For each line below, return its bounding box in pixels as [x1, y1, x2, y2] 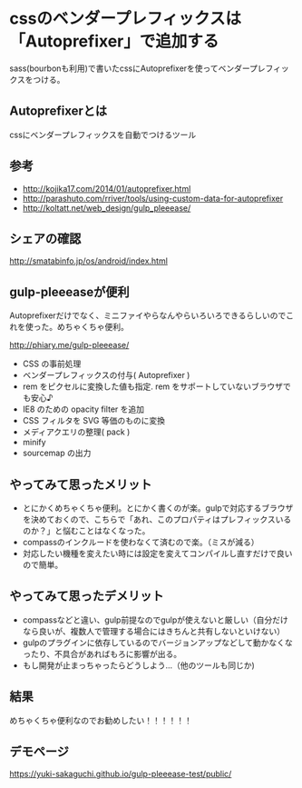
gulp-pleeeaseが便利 [9, 284, 130, 300]
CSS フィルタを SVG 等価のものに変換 [22, 415, 166, 426]
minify [22, 437, 47, 448]
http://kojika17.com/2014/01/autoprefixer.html [22, 183, 191, 194]
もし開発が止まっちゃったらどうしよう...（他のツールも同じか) [22, 660, 256, 671]
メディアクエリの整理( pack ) [22, 426, 131, 437]
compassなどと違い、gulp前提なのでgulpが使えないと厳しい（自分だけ [22, 614, 288, 625]
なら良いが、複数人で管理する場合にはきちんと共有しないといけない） [22, 625, 286, 636]
